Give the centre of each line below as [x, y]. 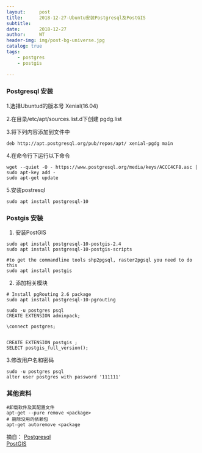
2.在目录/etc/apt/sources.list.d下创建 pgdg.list [64, 119]
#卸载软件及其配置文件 [31, 408]
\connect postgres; [31, 326]
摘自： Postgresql [29, 437]
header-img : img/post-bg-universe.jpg [56, 40]
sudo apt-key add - [31, 172]
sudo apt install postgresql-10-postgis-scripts [69, 249]
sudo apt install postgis [39, 271]
